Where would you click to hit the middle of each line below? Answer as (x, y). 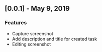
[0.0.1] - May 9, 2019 (37, 9)
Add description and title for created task (55, 39)
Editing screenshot (31, 44)
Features (16, 23)
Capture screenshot (33, 33)
